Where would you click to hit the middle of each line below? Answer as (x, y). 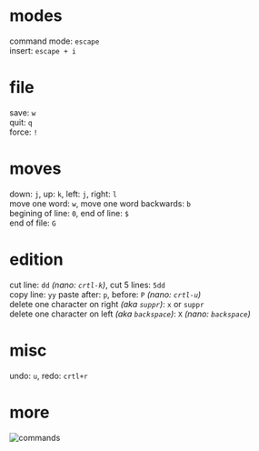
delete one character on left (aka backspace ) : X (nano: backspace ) (130, 314)
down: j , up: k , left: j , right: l (63, 194)
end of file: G (33, 223)
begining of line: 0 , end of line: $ (69, 213)
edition (36, 259)
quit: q (21, 122)
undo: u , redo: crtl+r (49, 376)
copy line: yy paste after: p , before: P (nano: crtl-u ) (105, 294)
